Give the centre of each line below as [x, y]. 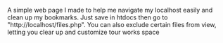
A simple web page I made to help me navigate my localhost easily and [110, 10]
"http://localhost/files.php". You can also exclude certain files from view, [112, 25]
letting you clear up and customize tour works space [83, 32]
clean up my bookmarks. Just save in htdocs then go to [88, 17]
